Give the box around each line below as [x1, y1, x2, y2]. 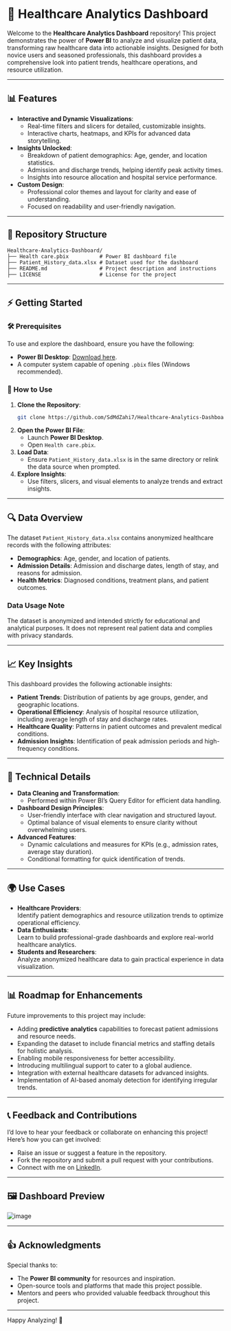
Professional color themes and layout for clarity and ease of [27, 187, 197, 195]
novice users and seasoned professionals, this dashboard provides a [7, 51, 202, 59]
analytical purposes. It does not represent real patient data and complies [7, 624, 213, 632]
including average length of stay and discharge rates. [16, 715, 168, 723]
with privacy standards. [7, 631, 74, 639]
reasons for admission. [16, 569, 82, 577]
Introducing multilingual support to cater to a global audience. [16, 1061, 192, 1069]
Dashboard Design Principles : [16, 804, 104, 812]
